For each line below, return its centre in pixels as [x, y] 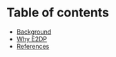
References [33, 46]
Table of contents [58, 13]
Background [34, 32]
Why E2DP [32, 38]
